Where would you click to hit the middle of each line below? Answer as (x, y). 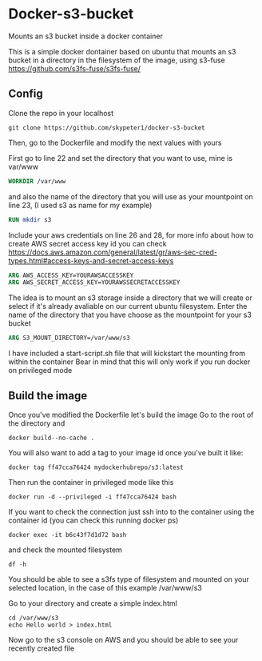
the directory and (37, 423)
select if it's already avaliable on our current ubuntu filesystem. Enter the (128, 306)
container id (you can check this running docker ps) (93, 520)
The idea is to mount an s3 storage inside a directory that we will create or (131, 298)
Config (26, 94)
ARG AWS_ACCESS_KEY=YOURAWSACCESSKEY (71, 275)
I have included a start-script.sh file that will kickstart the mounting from (127, 354)
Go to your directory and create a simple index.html (93, 603)
